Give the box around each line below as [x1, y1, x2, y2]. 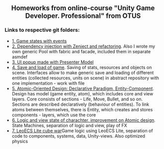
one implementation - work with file [11, 80, 85, 86]
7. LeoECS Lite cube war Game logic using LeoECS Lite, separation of [11, 128, 153, 134]
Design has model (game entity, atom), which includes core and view [11, 90, 154, 96]
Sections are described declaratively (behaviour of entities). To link [11, 101, 150, 107]
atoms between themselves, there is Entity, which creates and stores [11, 106, 153, 112]
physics [11, 138, 28, 144]
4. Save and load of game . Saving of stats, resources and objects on [11, 64, 152, 70]
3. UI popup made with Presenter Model [11, 59, 94, 65]
